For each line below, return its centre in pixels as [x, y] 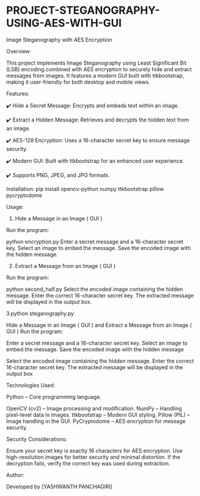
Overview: [19, 51]
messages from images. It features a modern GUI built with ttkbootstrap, [95, 75]
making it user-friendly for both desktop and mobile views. [78, 82]
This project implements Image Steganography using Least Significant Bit [96, 63]
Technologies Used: [31, 385]
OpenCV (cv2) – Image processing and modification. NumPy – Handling [94, 408]
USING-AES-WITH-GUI [64, 23]
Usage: [15, 206]
